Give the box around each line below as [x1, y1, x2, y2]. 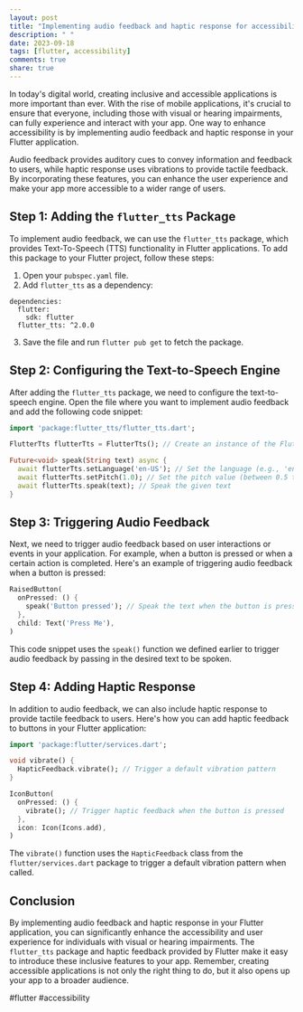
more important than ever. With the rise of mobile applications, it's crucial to [9, 98, 291, 109]
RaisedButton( [9, 585, 63, 594]
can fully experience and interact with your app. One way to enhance [9, 117, 266, 128]
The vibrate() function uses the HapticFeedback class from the [9, 847, 243, 859]
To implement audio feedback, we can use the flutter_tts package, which [9, 232, 289, 244]
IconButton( [9, 790, 54, 799]
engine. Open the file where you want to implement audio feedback [39, 396, 289, 407]
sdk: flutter [25, 313, 75, 322]
